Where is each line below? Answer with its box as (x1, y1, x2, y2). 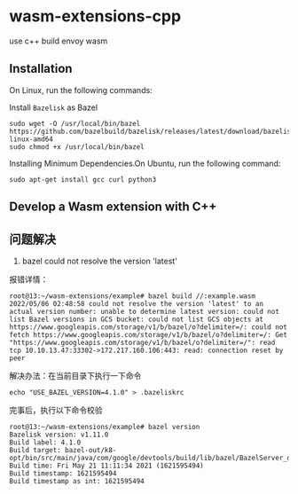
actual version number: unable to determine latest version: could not (9, 307, 279, 316)
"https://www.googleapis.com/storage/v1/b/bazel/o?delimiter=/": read (9, 338, 276, 347)
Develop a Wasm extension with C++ (9, 200, 217, 215)
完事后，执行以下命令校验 (9, 404, 103, 415)
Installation (9, 61, 73, 76)
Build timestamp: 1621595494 (9, 468, 117, 478)
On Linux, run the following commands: (9, 84, 153, 95)
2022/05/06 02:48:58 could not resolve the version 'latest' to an (9, 299, 264, 308)
